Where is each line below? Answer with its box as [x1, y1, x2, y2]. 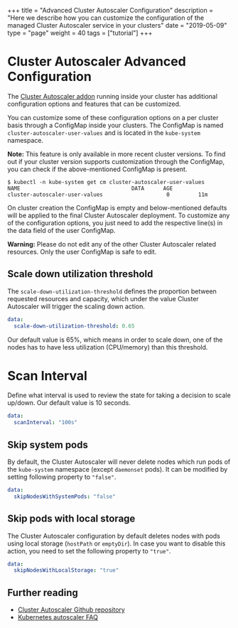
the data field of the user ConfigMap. [7, 226, 116, 234]
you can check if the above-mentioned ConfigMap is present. [7, 165, 188, 173]
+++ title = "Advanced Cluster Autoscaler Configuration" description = [7, 6, 214, 14]
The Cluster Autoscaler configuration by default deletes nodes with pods [7, 531, 220, 540]
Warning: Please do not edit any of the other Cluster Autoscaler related [7, 239, 217, 248]
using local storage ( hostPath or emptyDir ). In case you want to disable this [7, 539, 226, 548]
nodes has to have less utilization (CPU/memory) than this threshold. [7, 342, 208, 351]
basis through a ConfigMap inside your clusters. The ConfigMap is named [7, 121, 224, 129]
